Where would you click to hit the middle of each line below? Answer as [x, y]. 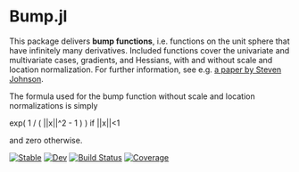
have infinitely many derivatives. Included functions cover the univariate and [149, 50]
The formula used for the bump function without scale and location [133, 96]
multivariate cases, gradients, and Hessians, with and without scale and [141, 60]
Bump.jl [38, 16]
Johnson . [27, 78]
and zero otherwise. [46, 140]
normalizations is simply [54, 105]
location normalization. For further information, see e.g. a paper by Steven [145, 70]
